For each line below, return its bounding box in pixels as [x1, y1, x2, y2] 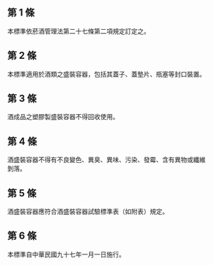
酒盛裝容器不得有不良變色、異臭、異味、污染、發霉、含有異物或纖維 [7, 155, 206, 164]
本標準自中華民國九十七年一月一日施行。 [7, 250, 125, 259]
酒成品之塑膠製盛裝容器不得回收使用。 [7, 113, 119, 121]
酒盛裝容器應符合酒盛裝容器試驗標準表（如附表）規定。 [7, 208, 168, 216]
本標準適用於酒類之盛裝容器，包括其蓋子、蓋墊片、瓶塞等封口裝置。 [7, 69, 206, 78]
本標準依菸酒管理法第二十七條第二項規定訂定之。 [7, 27, 150, 35]
